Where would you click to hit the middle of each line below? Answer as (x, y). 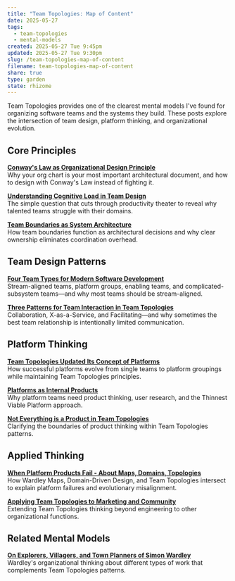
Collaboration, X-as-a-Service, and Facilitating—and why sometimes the (112, 315)
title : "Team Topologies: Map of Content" (70, 14)
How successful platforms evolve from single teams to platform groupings (115, 369)
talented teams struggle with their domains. (70, 211)
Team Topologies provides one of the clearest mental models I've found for (116, 106)
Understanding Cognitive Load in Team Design (77, 196)
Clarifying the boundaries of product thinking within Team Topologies (108, 426)
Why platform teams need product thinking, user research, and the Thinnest (117, 397)
